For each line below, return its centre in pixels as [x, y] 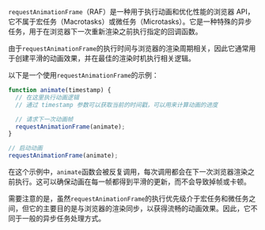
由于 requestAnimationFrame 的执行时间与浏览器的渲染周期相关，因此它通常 [129, 48]
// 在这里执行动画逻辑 [47, 98]
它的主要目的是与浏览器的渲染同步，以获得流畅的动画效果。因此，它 [140, 208]
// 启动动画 [26, 148]
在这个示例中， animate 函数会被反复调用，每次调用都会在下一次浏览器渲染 [128, 172]
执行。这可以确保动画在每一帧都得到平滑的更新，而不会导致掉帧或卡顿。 [132, 182]
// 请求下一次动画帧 [44, 119]
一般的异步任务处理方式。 [63, 218]
